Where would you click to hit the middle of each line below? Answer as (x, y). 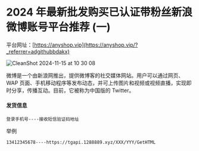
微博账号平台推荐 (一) (58, 27)
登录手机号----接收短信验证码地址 (43, 119)
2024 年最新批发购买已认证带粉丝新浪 (99, 12)
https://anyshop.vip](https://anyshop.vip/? (86, 45)
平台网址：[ (20, 45)
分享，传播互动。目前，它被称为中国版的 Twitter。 (73, 90)
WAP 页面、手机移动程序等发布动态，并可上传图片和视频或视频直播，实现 (96, 83)
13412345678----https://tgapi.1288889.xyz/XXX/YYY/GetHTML (81, 143)
